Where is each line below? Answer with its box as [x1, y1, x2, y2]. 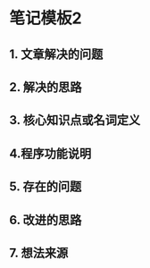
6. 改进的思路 [9, 212, 82, 228]
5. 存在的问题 [9, 180, 82, 195]
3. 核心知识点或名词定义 [9, 113, 141, 128]
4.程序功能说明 [9, 146, 92, 161]
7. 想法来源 [9, 245, 69, 260]
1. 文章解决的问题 [9, 46, 104, 62]
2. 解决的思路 [9, 80, 82, 95]
